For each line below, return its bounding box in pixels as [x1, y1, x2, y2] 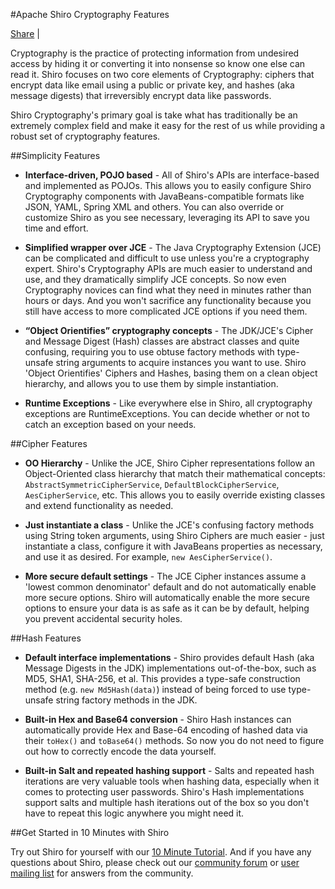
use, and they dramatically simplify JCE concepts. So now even [24, 274, 287, 285]
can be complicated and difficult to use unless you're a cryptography [24, 252, 310, 264]
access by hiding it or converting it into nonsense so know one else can [10, 58, 306, 69]
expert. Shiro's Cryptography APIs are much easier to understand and [24, 263, 313, 274]
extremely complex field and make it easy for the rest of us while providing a [10, 120, 326, 131]
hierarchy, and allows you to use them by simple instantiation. [24, 378, 279, 389]
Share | [10, 28, 40, 39]
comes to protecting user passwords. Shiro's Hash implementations [24, 786, 305, 798]
